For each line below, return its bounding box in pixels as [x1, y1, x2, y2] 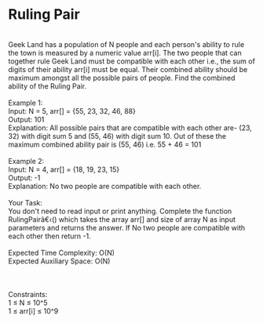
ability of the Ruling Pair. [8, 81, 87, 91]
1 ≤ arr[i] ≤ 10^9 [8, 306, 59, 315]
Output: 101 [8, 114, 45, 124]
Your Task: [8, 198, 43, 207]
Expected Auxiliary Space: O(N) [8, 256, 111, 266]
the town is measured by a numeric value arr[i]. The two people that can [8, 48, 242, 57]
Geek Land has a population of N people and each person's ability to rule [8, 39, 245, 49]
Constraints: [8, 289, 48, 299]
